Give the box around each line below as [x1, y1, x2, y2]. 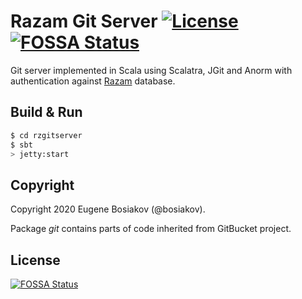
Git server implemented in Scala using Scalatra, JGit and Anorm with [10, 64, 293, 76]
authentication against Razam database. [10, 75, 176, 87]
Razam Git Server [10, 10, 158, 33]
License [10, 251, 61, 269]
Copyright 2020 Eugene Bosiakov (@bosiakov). [10, 203, 206, 215]
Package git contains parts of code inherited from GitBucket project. [10, 223, 292, 235]
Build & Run [10, 104, 83, 121]
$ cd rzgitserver [10, 130, 83, 140]
